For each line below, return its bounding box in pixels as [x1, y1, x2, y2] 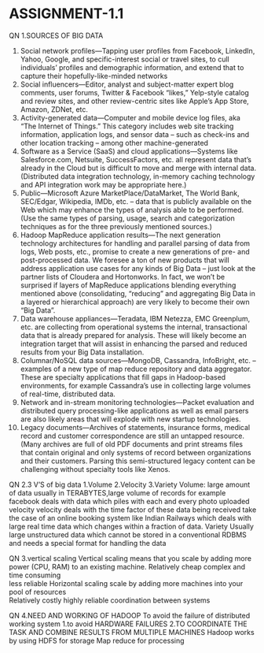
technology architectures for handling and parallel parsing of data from [20, 238, 251, 248]
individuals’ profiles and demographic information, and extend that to [20, 62, 244, 72]
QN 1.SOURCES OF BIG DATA [9, 31, 104, 40]
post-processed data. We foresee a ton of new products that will [20, 255, 230, 265]
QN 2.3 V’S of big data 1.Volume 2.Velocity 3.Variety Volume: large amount [9, 480, 251, 489]
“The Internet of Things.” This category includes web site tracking [20, 121, 234, 131]
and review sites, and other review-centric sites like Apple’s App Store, [20, 96, 250, 106]
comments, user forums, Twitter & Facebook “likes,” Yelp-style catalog [20, 87, 250, 97]
